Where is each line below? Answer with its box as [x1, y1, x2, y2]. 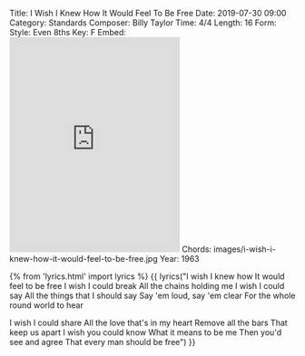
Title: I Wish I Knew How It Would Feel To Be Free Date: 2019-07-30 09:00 [9, 8, 287, 18]
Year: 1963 [159, 254, 200, 264]
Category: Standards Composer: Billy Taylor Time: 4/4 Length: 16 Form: [9, 17, 277, 28]
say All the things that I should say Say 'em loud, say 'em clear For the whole [9, 290, 296, 301]
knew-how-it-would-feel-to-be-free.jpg [9, 254, 158, 264]
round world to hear [9, 300, 84, 311]
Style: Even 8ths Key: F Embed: [9, 27, 127, 37]
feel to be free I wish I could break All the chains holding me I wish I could [9, 281, 285, 291]
